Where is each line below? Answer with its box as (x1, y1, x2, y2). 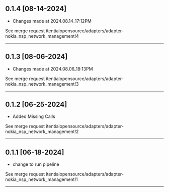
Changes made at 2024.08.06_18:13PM (12, 66, 93, 72)
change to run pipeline (12, 161, 59, 167)
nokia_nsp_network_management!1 (5, 176, 78, 182)
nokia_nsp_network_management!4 (5, 33, 79, 39)
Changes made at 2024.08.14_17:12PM (12, 18, 92, 24)
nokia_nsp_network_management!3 (5, 81, 79, 87)
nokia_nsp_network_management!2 (5, 129, 79, 135)
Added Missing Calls (12, 113, 55, 119)
